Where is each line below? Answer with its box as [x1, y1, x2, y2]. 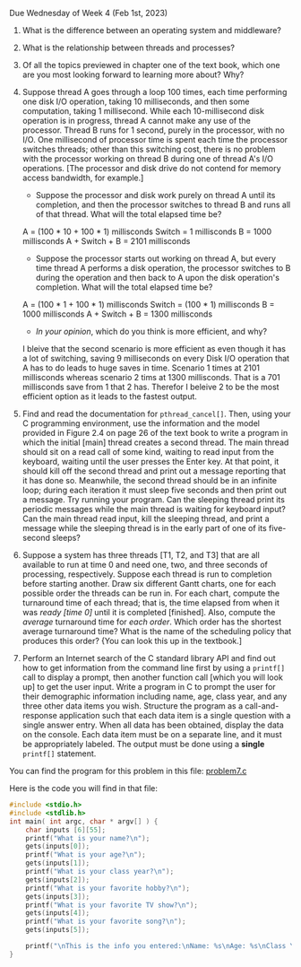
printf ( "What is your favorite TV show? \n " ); [25, 901, 199, 910]
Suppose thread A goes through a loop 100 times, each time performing [21, 87, 288, 97]
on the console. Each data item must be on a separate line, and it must [21, 729, 282, 739]
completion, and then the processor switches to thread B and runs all [35, 199, 291, 210]
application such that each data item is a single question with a [59, 710, 291, 720]
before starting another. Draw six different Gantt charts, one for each [21, 579, 277, 588]
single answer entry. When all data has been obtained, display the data [21, 719, 284, 730]
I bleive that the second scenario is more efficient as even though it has [21, 344, 287, 353]
